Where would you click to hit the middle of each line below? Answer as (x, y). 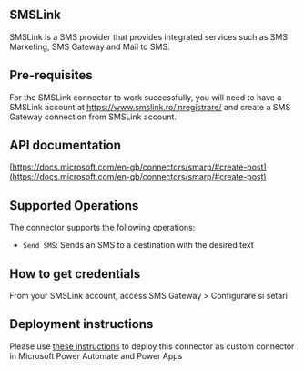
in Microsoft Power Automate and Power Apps (96, 355)
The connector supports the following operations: (102, 228)
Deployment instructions (81, 324)
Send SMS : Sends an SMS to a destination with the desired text (138, 245)
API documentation (65, 145)
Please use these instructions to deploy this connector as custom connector (152, 346)
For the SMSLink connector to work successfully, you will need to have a (146, 97)
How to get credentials (75, 274)
